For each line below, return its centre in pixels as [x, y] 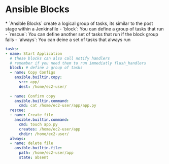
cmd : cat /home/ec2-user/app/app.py [57, 106]
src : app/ [29, 82]
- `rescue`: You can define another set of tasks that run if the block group [82, 34]
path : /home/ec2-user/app [46, 153]
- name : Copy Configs [33, 73]
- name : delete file [31, 143]
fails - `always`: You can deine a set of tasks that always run [68, 40]
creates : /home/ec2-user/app [49, 129]
